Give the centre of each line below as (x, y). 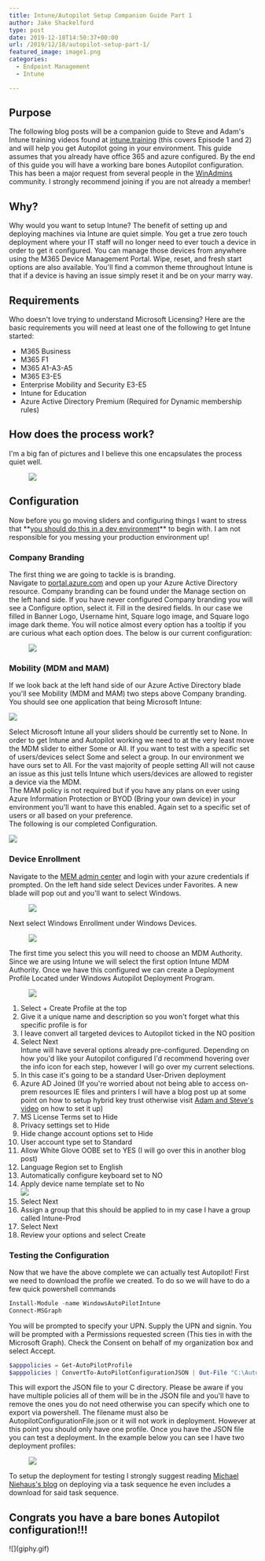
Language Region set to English (72, 1167)
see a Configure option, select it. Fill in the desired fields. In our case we (126, 607)
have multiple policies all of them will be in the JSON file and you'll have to (129, 1396)
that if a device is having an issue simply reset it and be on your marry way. (131, 275)
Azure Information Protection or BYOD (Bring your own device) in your (123, 799)
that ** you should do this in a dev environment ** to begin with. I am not (125, 529)
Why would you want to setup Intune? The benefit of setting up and (118, 226)
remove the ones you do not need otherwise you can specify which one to (129, 1404)
